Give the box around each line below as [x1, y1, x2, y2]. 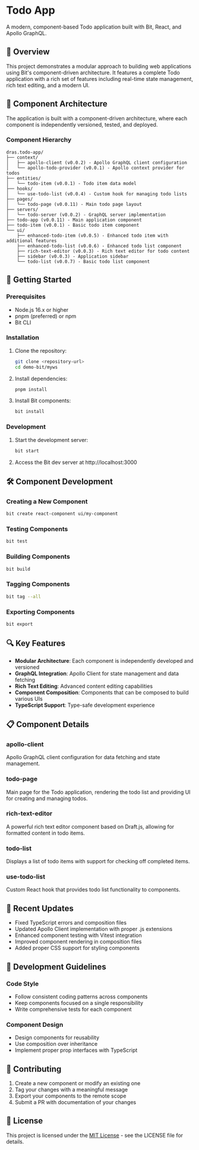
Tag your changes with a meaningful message [14, 1086, 128, 1093]
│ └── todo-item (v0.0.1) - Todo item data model [6, 180, 137, 186]
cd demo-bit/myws [14, 364, 58, 370]
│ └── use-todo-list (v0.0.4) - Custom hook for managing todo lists [6, 191, 187, 197]
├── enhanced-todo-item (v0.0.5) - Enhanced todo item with [17, 233, 169, 239]
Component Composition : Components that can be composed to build [14, 688, 189, 696]
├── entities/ [6, 175, 42, 181]
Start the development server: [14, 436, 89, 443]
